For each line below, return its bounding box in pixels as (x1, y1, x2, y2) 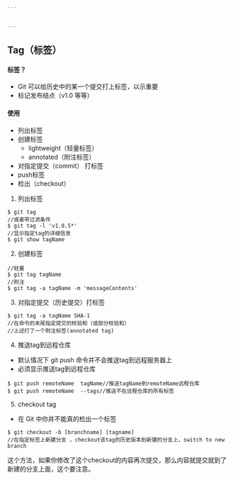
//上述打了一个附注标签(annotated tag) (7, 327, 115, 334)
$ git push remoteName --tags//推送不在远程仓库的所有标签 (7, 387, 175, 394)
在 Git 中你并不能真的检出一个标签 (17, 414, 117, 423)
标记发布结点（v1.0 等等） (17, 91, 93, 100)
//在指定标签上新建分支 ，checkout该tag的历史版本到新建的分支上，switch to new (7, 436, 225, 443)
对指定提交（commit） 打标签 (17, 161, 104, 170)
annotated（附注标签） (28, 152, 96, 161)
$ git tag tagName (7, 271, 62, 278)
